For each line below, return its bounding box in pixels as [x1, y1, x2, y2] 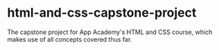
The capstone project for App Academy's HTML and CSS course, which [7, 28, 213, 36]
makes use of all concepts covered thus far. [7, 35, 132, 43]
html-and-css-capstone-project [7, 5, 197, 21]
